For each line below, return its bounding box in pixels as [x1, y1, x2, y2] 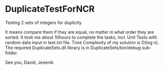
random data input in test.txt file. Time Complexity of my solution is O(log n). [5, 39, 159, 45]
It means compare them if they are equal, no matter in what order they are [5, 29, 154, 35]
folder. [5, 50, 18, 56]
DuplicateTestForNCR [5, 3, 95, 15]
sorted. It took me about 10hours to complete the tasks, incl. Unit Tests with [5, 34, 158, 40]
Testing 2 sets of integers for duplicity [5, 20, 82, 25]
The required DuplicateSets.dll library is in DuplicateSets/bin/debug [5, 45, 141, 50]
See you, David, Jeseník [5, 59, 54, 65]
